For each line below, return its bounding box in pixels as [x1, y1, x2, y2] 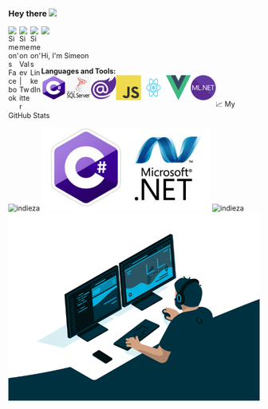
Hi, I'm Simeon [41, 51, 89, 61]
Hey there [8, 8, 48, 19]
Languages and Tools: [41, 66, 116, 76]
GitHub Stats [8, 111, 50, 120]
